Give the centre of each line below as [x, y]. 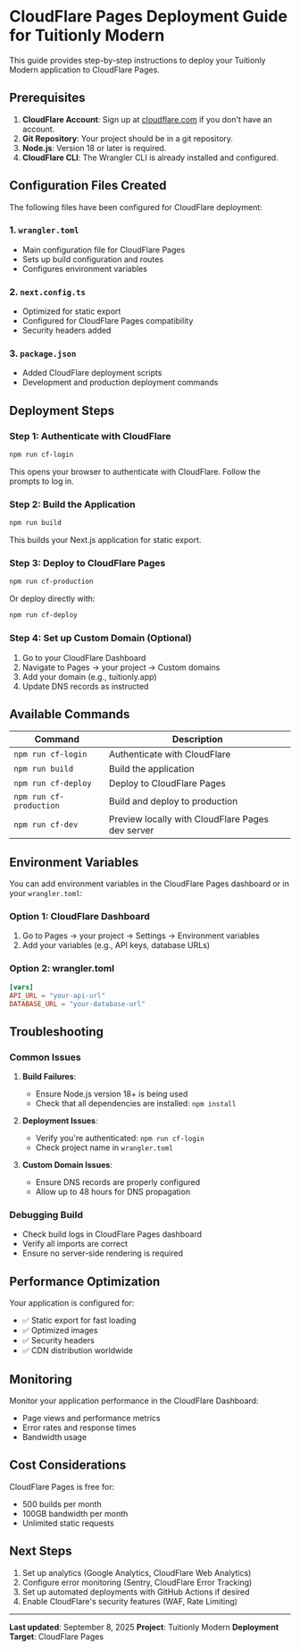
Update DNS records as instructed [85, 686]
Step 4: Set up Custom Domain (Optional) [100, 639]
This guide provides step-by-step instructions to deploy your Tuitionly [137, 60]
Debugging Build [46, 1215]
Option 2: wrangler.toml [62, 969]
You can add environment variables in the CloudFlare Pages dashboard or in [150, 884]
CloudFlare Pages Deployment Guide [149, 17]
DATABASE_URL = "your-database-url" [77, 1003]
